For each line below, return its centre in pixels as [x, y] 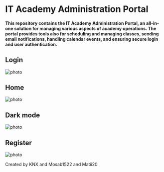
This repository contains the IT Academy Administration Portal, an [75, 23]
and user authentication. [31, 44]
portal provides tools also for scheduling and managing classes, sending [82, 34]
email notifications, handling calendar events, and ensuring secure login [82, 39]
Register [19, 143]
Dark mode [23, 115]
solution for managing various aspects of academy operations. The [85, 28]
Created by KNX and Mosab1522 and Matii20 [52, 165]
